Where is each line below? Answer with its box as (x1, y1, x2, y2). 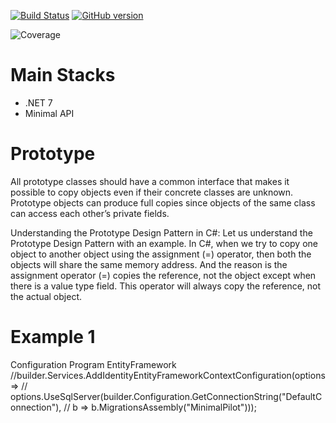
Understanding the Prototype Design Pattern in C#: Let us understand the (10, 226, 313, 239)
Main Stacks (10, 64, 116, 87)
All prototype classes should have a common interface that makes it (10, 175, 290, 187)
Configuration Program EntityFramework (10, 358, 177, 370)
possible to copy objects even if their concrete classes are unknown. (10, 186, 294, 198)
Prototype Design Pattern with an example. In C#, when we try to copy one (10, 237, 318, 249)
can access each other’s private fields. (10, 207, 170, 219)
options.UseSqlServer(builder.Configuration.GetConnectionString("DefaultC (10, 390, 323, 402)
